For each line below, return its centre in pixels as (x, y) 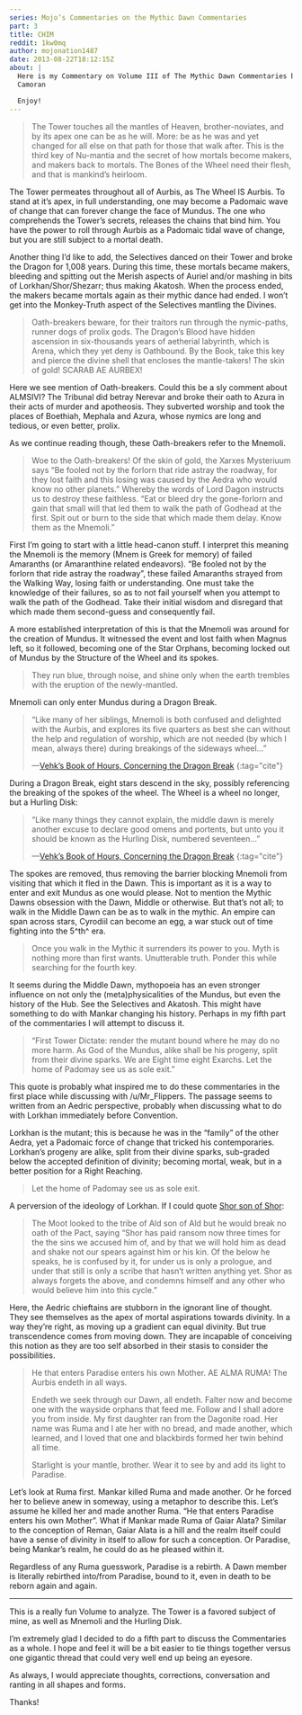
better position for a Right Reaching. (76, 1171)
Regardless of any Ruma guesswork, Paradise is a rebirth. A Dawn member (148, 1567)
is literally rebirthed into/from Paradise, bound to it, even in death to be (140, 1576)
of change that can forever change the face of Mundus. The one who (138, 210)
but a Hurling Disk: (44, 802)
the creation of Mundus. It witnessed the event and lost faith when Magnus (148, 639)
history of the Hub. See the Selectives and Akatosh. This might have (135, 1004)
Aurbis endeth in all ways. (79, 1382)
